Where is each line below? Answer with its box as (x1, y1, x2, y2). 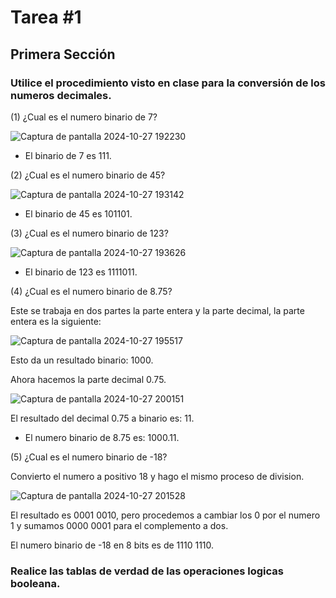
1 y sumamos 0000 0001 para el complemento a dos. (10, 519, 229, 531)
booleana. (10, 576, 61, 590)
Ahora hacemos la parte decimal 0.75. (10, 373, 167, 385)
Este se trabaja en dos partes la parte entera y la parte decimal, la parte (10, 304, 305, 316)
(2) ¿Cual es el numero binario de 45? (10, 169, 166, 181)
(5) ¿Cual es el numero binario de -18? (10, 451, 168, 463)
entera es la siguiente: (10, 315, 102, 327)
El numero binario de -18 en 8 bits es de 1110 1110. (10, 539, 215, 551)
